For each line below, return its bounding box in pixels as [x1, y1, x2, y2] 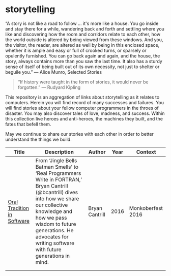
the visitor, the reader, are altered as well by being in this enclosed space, [5, 42, 160, 48]
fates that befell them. [5, 121, 51, 127]
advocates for [35, 233, 69, 240]
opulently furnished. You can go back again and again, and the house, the [5, 52, 160, 59]
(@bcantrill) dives [35, 189, 78, 196]
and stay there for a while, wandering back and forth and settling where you [5, 25, 164, 32]
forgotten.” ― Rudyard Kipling [17, 84, 81, 90]
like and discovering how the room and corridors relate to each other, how [5, 31, 161, 37]
